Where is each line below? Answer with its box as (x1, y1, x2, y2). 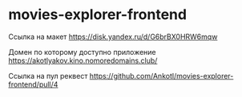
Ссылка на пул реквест (8, 71, 88, 80)
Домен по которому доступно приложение (8, 47, 156, 56)
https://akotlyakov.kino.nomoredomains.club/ (8, 56, 158, 65)
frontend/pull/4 (8, 80, 58, 89)
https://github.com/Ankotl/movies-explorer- (89, 71, 234, 80)
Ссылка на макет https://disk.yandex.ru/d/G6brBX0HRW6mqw (8, 32, 218, 41)
